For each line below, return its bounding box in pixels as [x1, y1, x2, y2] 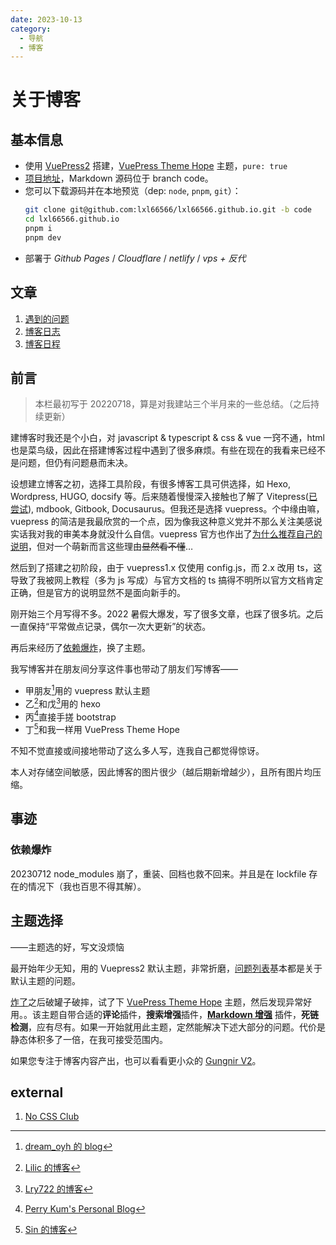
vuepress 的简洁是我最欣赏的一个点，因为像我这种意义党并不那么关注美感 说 [10, 516, 323, 528]
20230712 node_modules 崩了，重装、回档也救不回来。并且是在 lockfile [10, 867, 307, 880]
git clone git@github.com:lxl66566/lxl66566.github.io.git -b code [24, 205, 312, 215]
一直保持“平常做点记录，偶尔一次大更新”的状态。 [10, 621, 212, 633]
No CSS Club [24, 1111, 80, 1123]
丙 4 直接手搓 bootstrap [24, 709, 117, 723]
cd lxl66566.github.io [24, 214, 120, 225]
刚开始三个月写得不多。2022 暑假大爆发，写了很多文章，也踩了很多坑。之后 [10, 608, 324, 620]
